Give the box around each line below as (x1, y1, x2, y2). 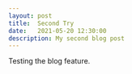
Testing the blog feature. (8, 56, 91, 66)
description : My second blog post (8, 34, 126, 43)
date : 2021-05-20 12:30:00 (8, 27, 107, 35)
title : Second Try (8, 19, 75, 27)
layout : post (8, 11, 53, 20)
